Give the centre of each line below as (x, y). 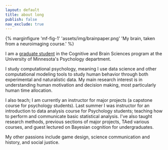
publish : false (21, 19)
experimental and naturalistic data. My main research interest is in (74, 80)
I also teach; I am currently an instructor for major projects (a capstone (79, 100)
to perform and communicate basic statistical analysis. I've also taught (79, 117)
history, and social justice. (32, 142)
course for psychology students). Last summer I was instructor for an (77, 106)
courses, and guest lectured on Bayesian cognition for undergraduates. (79, 127)
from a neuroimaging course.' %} (40, 44)
